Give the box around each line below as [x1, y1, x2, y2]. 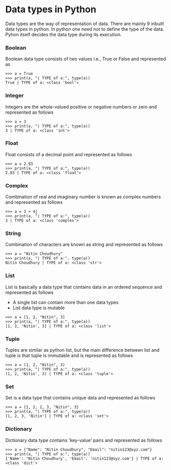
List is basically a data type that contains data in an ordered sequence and [5, 284, 162, 290]
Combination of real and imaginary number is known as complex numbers [5, 194, 161, 200]
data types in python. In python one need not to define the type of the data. [5, 26, 165, 32]
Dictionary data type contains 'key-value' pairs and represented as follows [5, 437, 162, 443]
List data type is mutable [12, 305, 65, 311]
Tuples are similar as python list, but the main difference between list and [5, 347, 160, 353]
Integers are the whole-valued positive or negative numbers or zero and [5, 103, 157, 110]
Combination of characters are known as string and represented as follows [5, 242, 163, 248]
